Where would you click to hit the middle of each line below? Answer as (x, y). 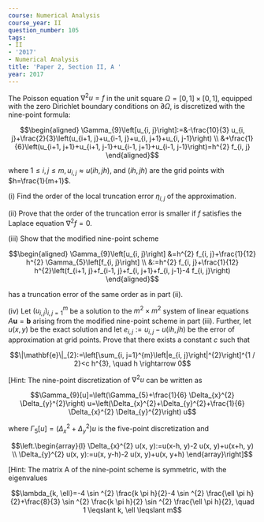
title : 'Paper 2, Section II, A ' (65, 67)
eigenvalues (28, 478)
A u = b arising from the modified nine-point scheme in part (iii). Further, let (130, 321)
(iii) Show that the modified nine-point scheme (84, 238)
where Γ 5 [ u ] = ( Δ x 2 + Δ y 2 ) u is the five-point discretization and (109, 429)
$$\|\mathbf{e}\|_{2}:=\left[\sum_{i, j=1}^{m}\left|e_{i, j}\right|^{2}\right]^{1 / (132, 355)
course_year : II (35, 23)
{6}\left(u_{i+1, (38, 147)
